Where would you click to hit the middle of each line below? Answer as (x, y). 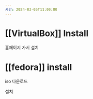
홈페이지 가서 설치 (22, 47)
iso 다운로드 (16, 81)
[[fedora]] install (39, 67)
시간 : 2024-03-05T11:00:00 (31, 9)
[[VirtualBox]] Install (47, 33)
